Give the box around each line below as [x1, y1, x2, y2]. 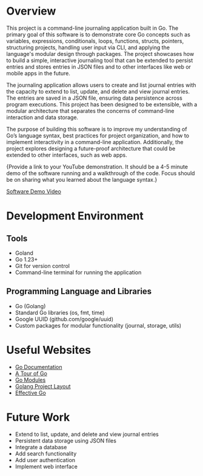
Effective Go [15, 389, 47, 396]
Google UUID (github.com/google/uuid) [15, 315, 114, 323]
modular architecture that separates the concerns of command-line [6, 107, 175, 114]
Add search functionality [15, 450, 77, 457]
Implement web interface [15, 463, 78, 470]
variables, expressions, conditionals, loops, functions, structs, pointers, [6, 37, 184, 44]
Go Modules [15, 376, 46, 384]
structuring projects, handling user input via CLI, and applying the [6, 44, 170, 51]
